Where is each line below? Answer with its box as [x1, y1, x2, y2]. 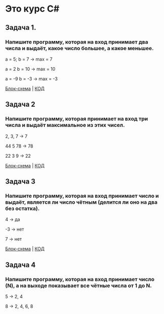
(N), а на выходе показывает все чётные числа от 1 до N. [5, 282, 152, 289]
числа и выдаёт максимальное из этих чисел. [5, 122, 125, 129]
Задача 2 [5, 100, 35, 109]
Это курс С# [5, 3, 60, 15]
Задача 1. [5, 23, 36, 32]
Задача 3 [5, 177, 36, 186]
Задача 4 [5, 260, 36, 269]
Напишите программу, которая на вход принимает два [5, 38, 148, 46]
